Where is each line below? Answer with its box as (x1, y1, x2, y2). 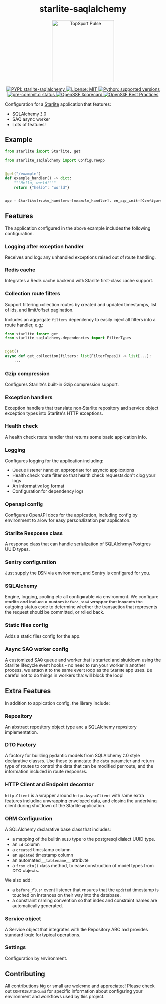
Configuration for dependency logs (12, 488, 84, 494)
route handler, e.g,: (5, 322, 44, 328)
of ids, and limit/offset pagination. (5, 307, 74, 313)
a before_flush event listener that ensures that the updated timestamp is (12, 887, 159, 893)
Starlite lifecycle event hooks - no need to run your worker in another (5, 662, 146, 668)
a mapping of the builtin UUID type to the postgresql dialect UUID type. (12, 836, 156, 842)
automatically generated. (12, 902, 63, 909)
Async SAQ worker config (5, 645, 69, 652)
